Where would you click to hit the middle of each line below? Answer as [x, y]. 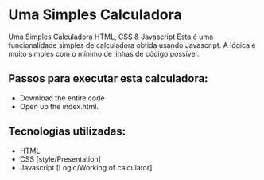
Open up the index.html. [59, 106]
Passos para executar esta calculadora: [108, 78]
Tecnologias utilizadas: [67, 132]
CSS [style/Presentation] [60, 159]
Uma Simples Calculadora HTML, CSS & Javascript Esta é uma [111, 37]
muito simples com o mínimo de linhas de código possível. [104, 53]
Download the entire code [62, 98]
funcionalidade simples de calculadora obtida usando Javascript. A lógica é [132, 45]
